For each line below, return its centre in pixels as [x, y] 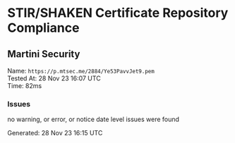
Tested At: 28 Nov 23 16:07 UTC [54, 78]
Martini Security [44, 54]
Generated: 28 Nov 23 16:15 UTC [55, 133]
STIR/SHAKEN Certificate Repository [118, 13]
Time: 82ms [25, 86]
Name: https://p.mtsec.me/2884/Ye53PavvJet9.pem [81, 71]
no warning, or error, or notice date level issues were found [94, 119]
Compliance [43, 28]
